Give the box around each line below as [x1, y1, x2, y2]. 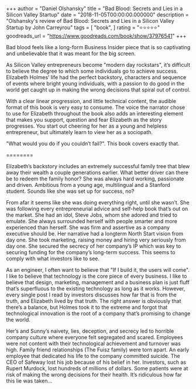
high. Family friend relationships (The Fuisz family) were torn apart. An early [6, 346, 190, 353]
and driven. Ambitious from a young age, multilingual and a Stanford [6, 182, 171, 188]
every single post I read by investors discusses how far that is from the [6, 291, 177, 298]
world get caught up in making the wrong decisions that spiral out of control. [6, 86, 191, 93]
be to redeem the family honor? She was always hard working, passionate [6, 175, 184, 182]
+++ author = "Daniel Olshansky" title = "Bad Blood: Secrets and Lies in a [6, 5, 183, 12]
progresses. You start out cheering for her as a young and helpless [6, 122, 167, 129]
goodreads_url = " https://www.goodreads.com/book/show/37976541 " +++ [6, 32, 187, 39]
